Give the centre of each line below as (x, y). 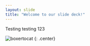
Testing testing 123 (25, 28)
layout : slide (20, 10)
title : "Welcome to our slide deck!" (45, 14)
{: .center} (45, 38)
